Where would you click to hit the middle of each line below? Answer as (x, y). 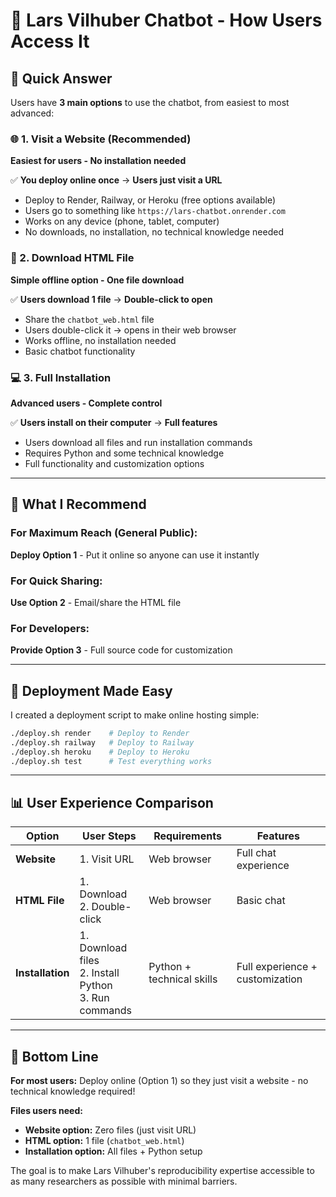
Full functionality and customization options (114, 463)
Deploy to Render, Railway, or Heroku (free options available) (150, 200)
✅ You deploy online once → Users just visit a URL (116, 180)
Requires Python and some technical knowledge (124, 453)
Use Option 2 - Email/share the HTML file (96, 602)
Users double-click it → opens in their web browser (130, 330)
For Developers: (50, 628)
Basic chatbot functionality (80, 351)
